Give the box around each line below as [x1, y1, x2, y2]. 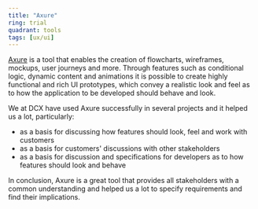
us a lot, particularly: [8, 112, 75, 122]
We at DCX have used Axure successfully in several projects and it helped [8, 104, 248, 113]
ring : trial [8, 19, 47, 27]
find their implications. [8, 192, 81, 202]
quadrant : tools [8, 26, 61, 34]
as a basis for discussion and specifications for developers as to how [19, 152, 244, 162]
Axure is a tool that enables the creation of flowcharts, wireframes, [8, 55, 224, 64]
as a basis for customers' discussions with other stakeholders [19, 144, 220, 153]
